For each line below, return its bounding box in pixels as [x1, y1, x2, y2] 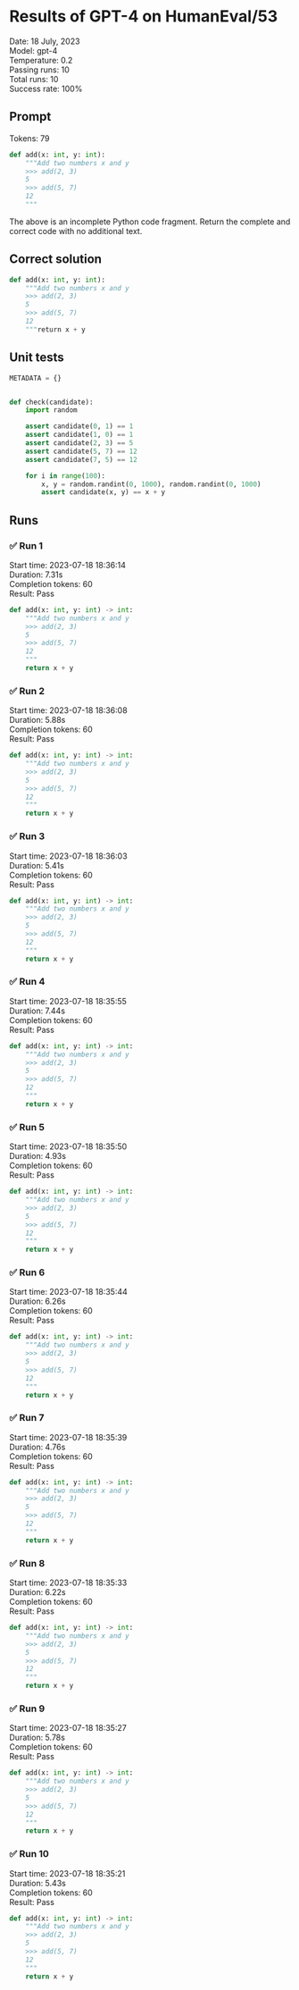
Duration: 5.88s [9, 715, 66, 726]
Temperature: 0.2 [9, 55, 73, 65]
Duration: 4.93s [9, 1151, 67, 1162]
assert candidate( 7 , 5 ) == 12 [25, 455, 138, 464]
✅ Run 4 [9, 976, 46, 988]
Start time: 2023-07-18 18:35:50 [9, 1141, 128, 1152]
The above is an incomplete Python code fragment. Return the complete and [9, 216, 291, 227]
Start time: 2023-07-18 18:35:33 [9, 1577, 128, 1588]
